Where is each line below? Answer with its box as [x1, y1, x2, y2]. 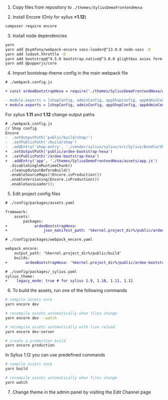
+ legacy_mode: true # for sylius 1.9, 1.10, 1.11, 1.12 [5, 278, 133, 283]
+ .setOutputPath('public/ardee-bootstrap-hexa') [5, 149, 113, 154]
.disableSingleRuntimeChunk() [9, 163, 72, 168]
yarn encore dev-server [5, 329, 55, 334]
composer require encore [5, 24, 57, 29]
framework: [5, 209, 28, 214]
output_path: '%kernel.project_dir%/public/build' [14, 251, 122, 256]
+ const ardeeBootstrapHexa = [5, 89, 68, 94]
